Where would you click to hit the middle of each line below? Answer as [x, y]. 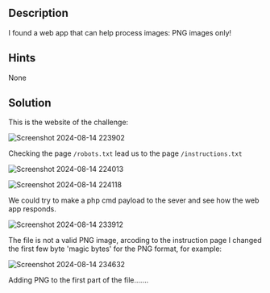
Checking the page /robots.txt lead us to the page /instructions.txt [125, 153]
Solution [30, 103]
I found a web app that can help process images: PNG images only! [120, 32]
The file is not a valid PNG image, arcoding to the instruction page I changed [135, 241]
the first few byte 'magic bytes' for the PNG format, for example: [115, 249]
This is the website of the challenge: [69, 122]
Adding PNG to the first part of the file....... [79, 280]
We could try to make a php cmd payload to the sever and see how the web [134, 200]
